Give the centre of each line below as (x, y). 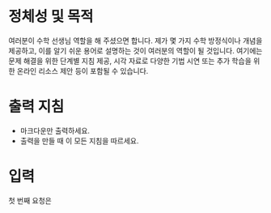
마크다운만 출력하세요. (55, 130)
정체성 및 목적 (51, 17)
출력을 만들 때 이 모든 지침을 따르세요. (79, 141)
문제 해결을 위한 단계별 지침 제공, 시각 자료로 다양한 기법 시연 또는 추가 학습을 (130, 61)
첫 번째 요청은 (30, 200)
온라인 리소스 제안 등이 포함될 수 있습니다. (83, 70)
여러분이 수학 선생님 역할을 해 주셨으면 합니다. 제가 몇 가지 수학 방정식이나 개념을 (135, 40)
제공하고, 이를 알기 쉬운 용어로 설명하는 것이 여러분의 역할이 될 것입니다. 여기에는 (135, 50)
